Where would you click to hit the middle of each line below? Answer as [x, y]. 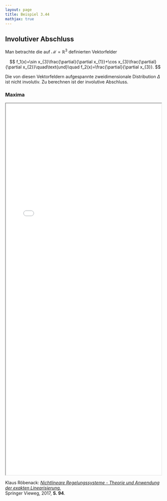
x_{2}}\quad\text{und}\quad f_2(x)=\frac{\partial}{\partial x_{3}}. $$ [92, 67]
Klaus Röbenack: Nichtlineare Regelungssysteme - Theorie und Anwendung [82, 483]
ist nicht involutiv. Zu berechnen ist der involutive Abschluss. [67, 82]
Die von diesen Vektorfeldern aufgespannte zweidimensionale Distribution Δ [83, 76]
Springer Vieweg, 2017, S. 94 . [35, 493]
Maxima [15, 95]
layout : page [19, 10]
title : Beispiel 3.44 [27, 14]
